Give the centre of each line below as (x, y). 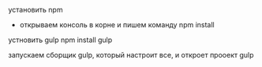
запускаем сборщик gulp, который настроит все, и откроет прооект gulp (131, 55)
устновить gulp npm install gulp (60, 40)
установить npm (36, 10)
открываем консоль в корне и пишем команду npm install (117, 25)
